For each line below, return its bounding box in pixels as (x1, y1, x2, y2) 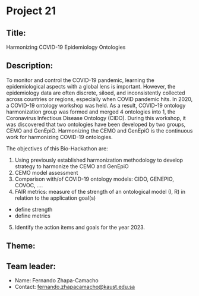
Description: (6, 61, 53, 71)
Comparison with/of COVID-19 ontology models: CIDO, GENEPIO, (14, 175, 174, 182)
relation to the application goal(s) (14, 194, 96, 201)
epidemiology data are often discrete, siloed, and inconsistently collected (6, 89, 185, 96)
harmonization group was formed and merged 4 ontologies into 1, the (6, 108, 176, 115)
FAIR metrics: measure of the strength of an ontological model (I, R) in (14, 188, 186, 195)
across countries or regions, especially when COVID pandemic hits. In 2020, (6, 95, 193, 102)
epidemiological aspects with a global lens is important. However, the (6, 83, 176, 90)
